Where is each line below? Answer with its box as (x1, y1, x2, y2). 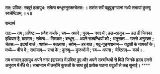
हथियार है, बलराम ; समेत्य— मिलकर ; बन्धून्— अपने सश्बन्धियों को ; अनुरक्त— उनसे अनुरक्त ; (5, 36, 154, 42)
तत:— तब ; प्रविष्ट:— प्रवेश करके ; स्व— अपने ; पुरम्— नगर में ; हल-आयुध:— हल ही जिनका (5, 30, 153, 36)
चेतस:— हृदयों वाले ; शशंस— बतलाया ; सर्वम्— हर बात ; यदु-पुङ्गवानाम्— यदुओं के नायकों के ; (5, 41, 156, 47)
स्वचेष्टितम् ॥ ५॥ (5, 10, 32, 16)
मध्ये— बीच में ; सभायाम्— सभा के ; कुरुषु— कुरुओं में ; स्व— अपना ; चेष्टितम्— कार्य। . (5, 47, 145, 53)
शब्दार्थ (5, 20, 15, 26)
